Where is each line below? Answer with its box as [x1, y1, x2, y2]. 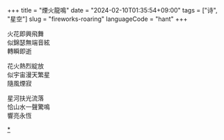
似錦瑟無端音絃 [7, 38, 50, 47]
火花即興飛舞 [7, 30, 44, 38]
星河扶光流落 [7, 94, 44, 102]
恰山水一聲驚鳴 [7, 103, 50, 111]
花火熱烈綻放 [7, 62, 44, 70]
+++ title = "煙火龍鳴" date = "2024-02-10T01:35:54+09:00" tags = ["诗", [7, 6, 218, 14]
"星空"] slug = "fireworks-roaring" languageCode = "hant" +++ [7, 15, 188, 23]
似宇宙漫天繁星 [7, 70, 50, 79]
